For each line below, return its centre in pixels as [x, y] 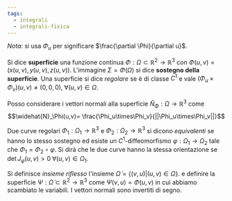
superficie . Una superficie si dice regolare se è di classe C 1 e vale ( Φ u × [110, 79]
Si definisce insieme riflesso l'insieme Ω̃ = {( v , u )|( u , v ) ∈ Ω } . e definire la [111, 174]
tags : [15, 13]
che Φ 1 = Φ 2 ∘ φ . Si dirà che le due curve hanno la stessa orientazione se [113, 151]
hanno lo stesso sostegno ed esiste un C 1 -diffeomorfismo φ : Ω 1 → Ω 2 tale [114, 141]
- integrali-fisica [42, 26]
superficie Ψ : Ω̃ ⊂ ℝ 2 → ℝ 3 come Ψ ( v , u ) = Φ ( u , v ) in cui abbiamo [102, 182]
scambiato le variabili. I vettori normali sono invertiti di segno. [95, 190]
